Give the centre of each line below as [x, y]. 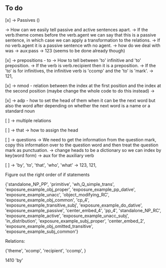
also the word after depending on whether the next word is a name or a [78, 105]
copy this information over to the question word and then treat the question [82, 145]
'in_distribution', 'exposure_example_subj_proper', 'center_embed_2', [75, 221]
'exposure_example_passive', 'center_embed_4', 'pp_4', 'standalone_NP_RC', [83, 210]
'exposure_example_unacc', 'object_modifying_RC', [57, 194]
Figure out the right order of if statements [48, 175]
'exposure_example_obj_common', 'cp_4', [47, 200]
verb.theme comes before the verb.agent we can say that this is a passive [81, 35]
